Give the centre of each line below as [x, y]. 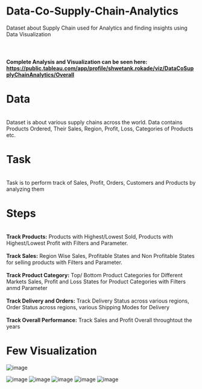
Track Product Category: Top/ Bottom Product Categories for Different [94, 275]
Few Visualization [52, 351]
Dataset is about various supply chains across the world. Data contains [94, 123]
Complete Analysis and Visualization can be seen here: [77, 62]
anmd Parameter [27, 288]
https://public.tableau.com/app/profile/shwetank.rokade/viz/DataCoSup [100, 68]
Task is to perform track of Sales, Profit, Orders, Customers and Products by [101, 183]
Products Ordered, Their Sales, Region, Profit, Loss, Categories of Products [100, 129]
